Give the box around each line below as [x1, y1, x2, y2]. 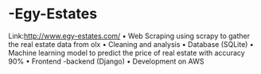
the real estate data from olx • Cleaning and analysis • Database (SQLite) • [8, 39, 255, 49]
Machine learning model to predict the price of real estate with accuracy [8, 48, 245, 57]
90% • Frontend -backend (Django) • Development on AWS [8, 56, 205, 66]
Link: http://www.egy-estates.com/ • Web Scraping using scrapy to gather [8, 31, 251, 41]
